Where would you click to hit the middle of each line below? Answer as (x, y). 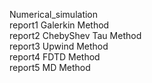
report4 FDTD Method (55, 57)
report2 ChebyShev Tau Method (75, 35)
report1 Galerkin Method (59, 25)
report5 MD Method (50, 67)
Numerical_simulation (54, 14)
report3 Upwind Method (59, 46)
